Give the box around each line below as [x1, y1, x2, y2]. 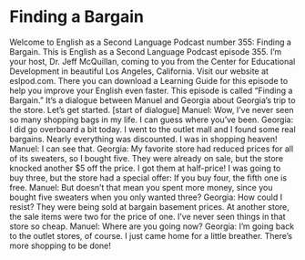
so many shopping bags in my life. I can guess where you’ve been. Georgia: [9, 114, 294, 125]
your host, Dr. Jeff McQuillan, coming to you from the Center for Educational [9, 56, 296, 67]
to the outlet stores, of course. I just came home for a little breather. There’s [9, 230, 293, 241]
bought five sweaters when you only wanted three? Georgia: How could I [9, 192, 283, 203]
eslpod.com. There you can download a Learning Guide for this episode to [9, 75, 289, 86]
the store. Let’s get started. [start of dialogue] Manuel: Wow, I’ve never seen [9, 104, 294, 115]
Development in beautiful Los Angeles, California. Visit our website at [9, 66, 269, 77]
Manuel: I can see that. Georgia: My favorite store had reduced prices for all [9, 143, 294, 154]
